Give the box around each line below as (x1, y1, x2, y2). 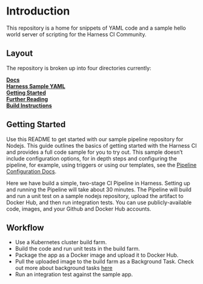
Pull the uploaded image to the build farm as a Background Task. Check (15, 258, 194, 265)
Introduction (6, 4, 70, 18)
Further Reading (6, 95, 48, 102)
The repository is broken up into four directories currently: (6, 64, 151, 71)
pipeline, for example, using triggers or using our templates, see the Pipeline (6, 161, 197, 168)
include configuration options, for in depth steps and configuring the (6, 154, 178, 162)
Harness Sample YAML (6, 82, 65, 90)
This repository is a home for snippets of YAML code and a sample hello (6, 24, 187, 31)
